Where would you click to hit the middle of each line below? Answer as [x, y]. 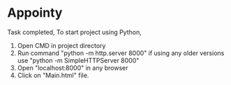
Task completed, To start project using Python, [74, 32]
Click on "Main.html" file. [53, 75]
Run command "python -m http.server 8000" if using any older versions [121, 53]
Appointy [35, 13]
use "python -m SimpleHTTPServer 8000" [78, 60]
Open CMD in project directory [61, 45]
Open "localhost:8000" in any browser [73, 68]
